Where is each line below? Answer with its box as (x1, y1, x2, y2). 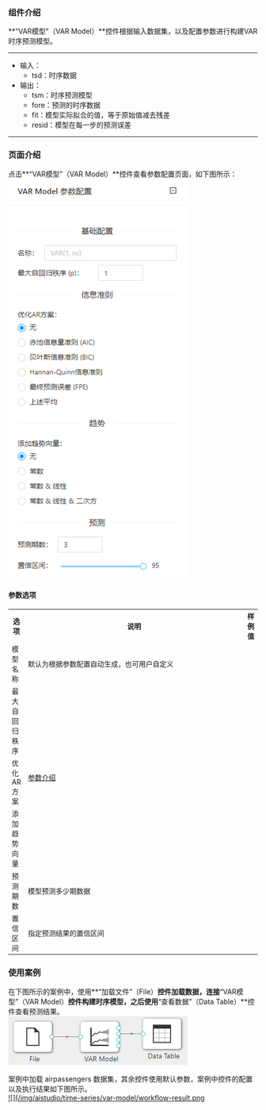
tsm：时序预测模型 (31, 90, 93, 100)
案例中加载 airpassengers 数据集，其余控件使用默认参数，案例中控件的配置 (8, 1074, 253, 1084)
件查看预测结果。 (8, 1006, 64, 1016)
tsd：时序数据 (31, 71, 77, 80)
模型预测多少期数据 (27, 886, 91, 896)
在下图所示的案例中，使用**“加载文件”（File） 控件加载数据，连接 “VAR (8, 986, 237, 997)
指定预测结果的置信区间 (27, 928, 104, 938)
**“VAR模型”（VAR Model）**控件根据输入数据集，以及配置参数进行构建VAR (8, 26, 258, 36)
